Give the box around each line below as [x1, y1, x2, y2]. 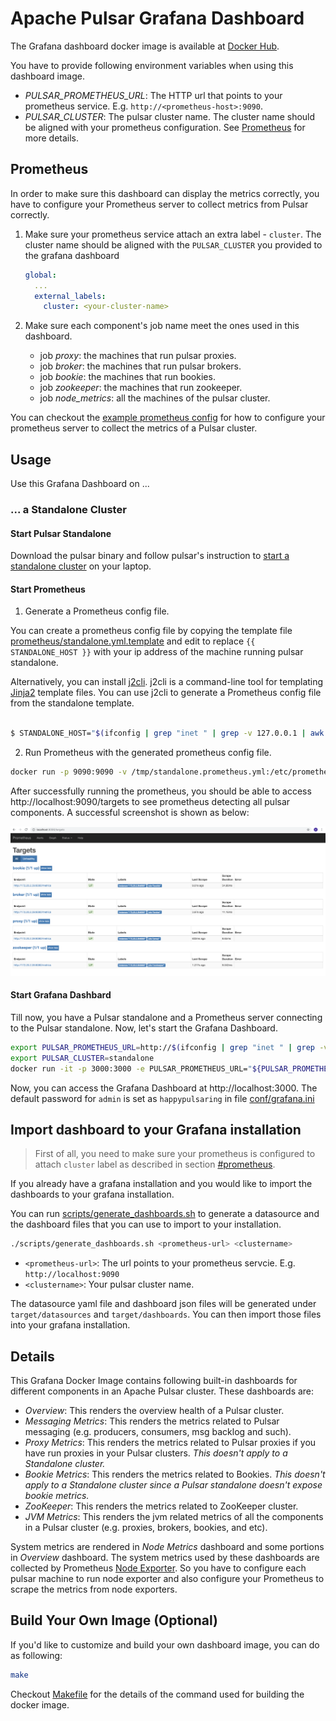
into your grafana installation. [10, 1319, 131, 1331]
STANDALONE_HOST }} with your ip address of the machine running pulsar [10, 646, 304, 658]
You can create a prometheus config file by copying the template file [10, 625, 293, 637]
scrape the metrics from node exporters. [10, 1583, 178, 1596]
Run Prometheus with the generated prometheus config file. [24, 747, 272, 759]
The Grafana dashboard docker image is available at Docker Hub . [10, 40, 280, 52]
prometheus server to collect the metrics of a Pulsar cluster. [10, 422, 258, 434]
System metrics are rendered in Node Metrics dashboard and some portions [10, 1541, 325, 1553]
